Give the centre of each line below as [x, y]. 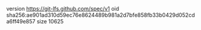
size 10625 [50, 21]
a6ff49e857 [21, 21]
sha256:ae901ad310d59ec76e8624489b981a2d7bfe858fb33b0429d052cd [101, 15]
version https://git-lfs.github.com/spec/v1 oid [63, 9]
